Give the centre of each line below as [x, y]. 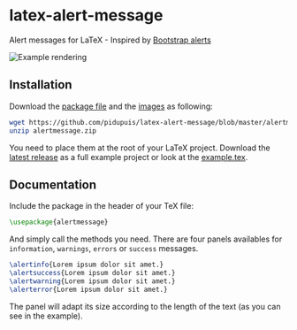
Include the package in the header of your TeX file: [102, 206]
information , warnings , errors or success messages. [104, 249]
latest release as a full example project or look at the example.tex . [129, 157]
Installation [41, 85]
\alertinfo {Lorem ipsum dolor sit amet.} [87, 265]
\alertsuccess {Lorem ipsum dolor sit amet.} [92, 273]
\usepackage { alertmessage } [59, 222]
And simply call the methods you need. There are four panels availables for [146, 239]
